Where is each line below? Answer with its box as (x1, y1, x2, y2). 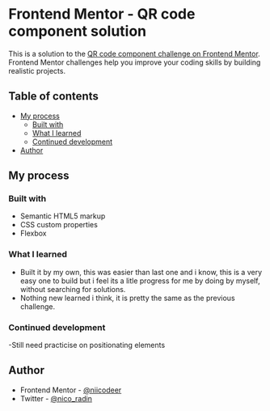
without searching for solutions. (19, 284, 126, 294)
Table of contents (8, 90, 99, 104)
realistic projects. (8, 66, 66, 75)
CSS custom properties (19, 220, 99, 230)
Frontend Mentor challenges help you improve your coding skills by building (8, 57, 261, 67)
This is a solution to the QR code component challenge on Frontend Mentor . (8, 49, 260, 58)
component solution (8, 22, 147, 40)
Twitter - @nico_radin (19, 393, 93, 403)
